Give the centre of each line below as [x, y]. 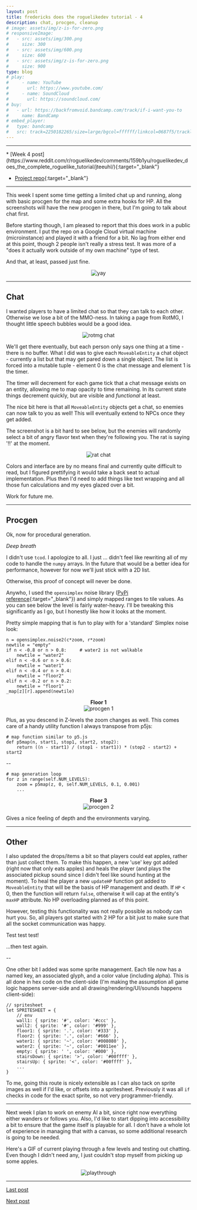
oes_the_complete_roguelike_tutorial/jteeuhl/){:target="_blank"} [83, 167]
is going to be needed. [33, 1138]
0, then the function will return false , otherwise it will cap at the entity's [93, 894]
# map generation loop [34, 774]
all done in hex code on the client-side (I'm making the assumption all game [97, 982]
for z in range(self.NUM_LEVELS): [48, 779]
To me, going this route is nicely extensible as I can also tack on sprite [91, 1083]
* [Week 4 [18, 154]
